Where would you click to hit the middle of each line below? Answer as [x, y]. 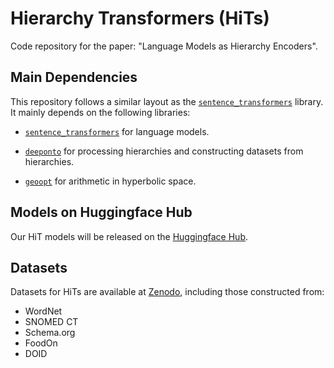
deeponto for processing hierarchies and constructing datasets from [164, 151]
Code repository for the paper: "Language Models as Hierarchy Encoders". [164, 46]
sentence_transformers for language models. [117, 131]
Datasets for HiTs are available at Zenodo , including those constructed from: [167, 292]
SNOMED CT [51, 322]
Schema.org [50, 333]
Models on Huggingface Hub [101, 212]
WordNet [43, 311]
